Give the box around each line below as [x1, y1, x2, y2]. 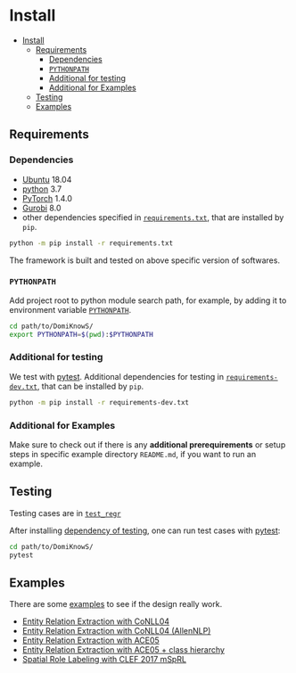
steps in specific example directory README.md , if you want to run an [9, 449, 257, 460]
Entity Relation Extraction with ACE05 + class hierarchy [21, 644, 226, 655]
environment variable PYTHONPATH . [9, 304, 132, 315]
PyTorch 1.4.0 [21, 193, 73, 203]
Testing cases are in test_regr [9, 507, 122, 518]
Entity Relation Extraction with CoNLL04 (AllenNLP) [21, 626, 211, 636]
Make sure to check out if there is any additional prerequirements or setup [9, 439, 286, 450]
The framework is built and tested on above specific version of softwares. [9, 255, 281, 266]
